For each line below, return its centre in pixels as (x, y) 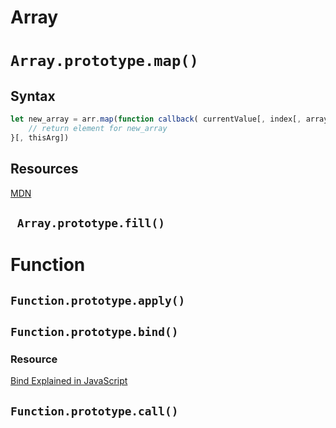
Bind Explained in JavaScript (69, 381)
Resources (44, 169)
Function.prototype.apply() (98, 300)
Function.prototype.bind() (94, 331)
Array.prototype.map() (104, 61)
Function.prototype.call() (94, 411)
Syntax (33, 96)
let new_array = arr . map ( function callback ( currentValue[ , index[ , (156, 119)
